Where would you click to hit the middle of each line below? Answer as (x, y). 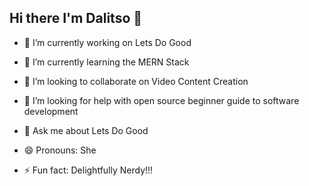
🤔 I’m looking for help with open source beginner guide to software (161, 100)
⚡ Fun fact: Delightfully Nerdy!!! (88, 170)
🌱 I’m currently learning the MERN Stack (106, 62)
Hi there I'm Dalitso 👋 (76, 18)
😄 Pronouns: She (60, 150)
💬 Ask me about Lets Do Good (86, 130)
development (51, 111)
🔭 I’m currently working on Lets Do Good (107, 42)
